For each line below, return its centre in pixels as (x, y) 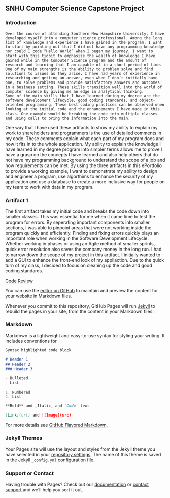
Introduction (21, 23)
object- (147, 100)
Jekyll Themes (24, 438)
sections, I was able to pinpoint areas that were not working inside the (78, 227)
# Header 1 (17, 359)
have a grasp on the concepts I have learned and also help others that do (82, 154)
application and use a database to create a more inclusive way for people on (85, 182)
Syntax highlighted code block (38, 350)
